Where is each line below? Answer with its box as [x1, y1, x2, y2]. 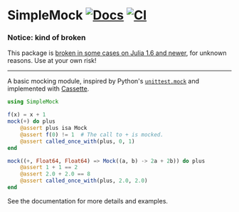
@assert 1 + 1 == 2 [20, 164, 78, 171]
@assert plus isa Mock [20, 125, 87, 132]
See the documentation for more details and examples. [7, 196, 169, 205]
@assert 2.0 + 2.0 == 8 [20, 171, 91, 178]
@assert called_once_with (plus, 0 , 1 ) [20, 138, 135, 145]
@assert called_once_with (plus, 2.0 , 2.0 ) [20, 177, 148, 185]
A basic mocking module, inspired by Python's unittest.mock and [7, 77, 200, 86]
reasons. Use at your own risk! [7, 56, 97, 65]
